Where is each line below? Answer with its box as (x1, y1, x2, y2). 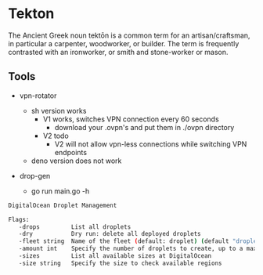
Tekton (8, 5, 55, 23)
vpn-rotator (19, 91, 57, 100)
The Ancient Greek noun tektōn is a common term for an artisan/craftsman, (8, 31, 250, 40)
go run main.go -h (31, 186, 90, 196)
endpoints (54, 147, 88, 157)
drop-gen (19, 171, 51, 180)
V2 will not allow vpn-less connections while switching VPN (54, 139, 247, 149)
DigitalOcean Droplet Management (8, 201, 117, 209)
